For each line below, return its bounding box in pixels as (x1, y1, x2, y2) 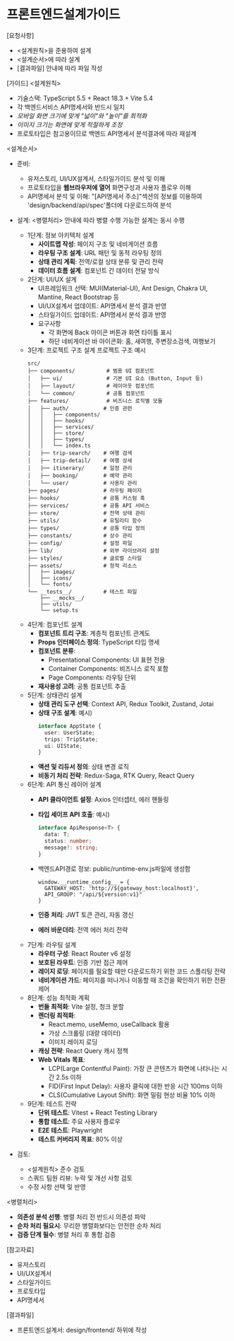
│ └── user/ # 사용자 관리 (27, 479, 137, 486)
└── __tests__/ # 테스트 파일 (27, 588, 137, 595)
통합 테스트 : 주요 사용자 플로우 (37, 1117, 121, 1125)
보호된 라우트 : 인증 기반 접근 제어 (37, 958, 128, 966)
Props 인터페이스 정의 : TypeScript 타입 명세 (37, 638, 160, 646)
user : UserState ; (44, 729, 96, 736)
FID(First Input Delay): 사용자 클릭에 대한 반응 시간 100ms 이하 (48, 1082, 223, 1090)
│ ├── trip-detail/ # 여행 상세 (27, 457, 133, 464)
